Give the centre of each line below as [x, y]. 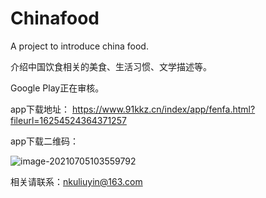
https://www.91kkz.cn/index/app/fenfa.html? [163, 109]
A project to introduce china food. [79, 46]
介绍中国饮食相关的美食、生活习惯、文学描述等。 [111, 66]
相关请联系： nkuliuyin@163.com [76, 181]
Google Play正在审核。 [57, 88]
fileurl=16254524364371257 [68, 120]
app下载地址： [40, 109]
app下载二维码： [45, 141]
